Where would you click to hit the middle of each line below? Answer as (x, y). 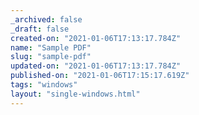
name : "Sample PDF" (51, 47)
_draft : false (40, 29)
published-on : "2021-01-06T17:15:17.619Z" (100, 76)
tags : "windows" (44, 85)
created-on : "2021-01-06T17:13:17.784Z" (96, 38)
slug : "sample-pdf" (51, 57)
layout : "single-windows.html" (75, 94)
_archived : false (46, 19)
